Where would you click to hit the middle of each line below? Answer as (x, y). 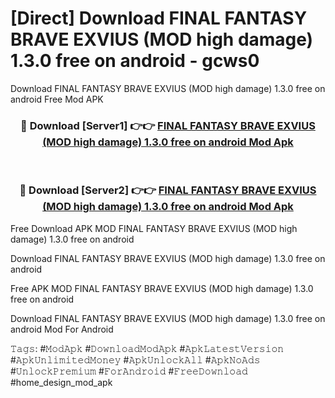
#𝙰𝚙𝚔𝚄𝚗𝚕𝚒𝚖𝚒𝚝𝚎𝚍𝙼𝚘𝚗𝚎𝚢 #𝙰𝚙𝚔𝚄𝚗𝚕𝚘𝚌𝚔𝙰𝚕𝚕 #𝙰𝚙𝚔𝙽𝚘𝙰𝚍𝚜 (135, 359)
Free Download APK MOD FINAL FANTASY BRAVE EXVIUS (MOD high (154, 228)
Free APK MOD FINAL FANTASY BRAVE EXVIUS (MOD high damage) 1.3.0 (162, 288)
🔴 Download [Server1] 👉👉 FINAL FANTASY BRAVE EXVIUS (168, 125)
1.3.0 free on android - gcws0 (135, 61)
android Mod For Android (62, 329)
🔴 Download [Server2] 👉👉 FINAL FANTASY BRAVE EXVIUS (168, 190)
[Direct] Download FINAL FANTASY (159, 18)
